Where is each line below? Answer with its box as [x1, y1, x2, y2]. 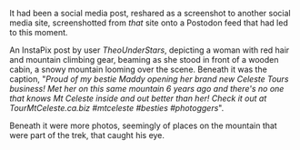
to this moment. [9, 27, 68, 37]
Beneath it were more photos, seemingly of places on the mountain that [9, 120, 277, 131]
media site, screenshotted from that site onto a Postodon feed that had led [9, 17, 288, 28]
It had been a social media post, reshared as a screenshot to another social [9, 8, 291, 18]
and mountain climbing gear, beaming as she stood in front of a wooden [9, 55, 279, 65]
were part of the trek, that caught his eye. [9, 130, 165, 140]
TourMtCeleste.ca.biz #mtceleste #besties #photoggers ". [9, 103, 225, 113]
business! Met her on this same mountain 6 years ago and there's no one [9, 84, 285, 94]
